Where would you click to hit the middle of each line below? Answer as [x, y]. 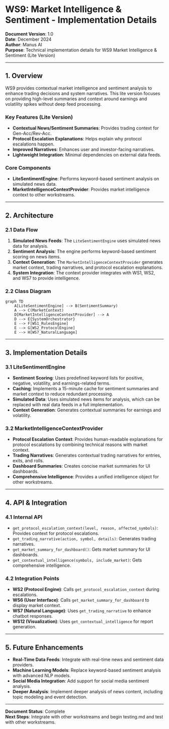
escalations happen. [33, 144]
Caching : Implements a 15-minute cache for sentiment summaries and [85, 389]
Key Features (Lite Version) [39, 117]
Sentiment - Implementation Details [81, 20]
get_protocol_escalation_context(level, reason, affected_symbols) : [85, 528]
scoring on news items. [37, 257]
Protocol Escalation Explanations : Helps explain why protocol [77, 139]
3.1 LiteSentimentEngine [35, 367]
